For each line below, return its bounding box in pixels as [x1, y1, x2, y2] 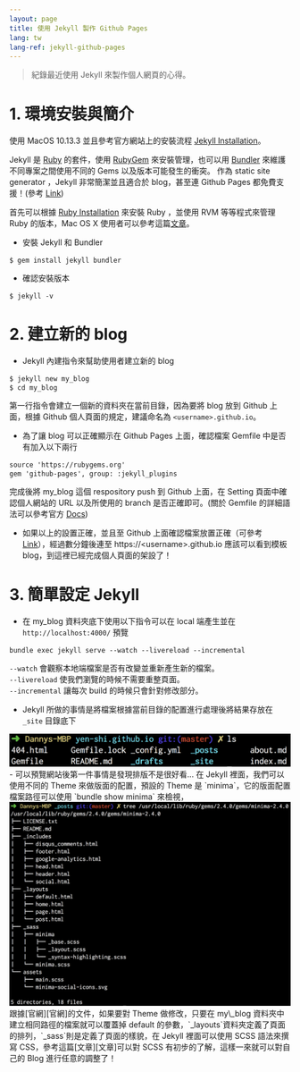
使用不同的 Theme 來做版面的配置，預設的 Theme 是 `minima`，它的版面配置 [9, 780, 291, 790]
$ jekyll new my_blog [9, 375, 90, 384]
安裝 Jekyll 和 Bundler [21, 237, 104, 248]
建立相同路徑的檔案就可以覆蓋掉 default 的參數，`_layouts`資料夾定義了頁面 [9, 1019, 286, 1030]
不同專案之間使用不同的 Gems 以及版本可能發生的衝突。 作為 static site [9, 165, 271, 176]
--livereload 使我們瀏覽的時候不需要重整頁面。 [9, 674, 185, 685]
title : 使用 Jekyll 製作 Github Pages [9, 23, 149, 33]
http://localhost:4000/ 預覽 [21, 627, 129, 638]
